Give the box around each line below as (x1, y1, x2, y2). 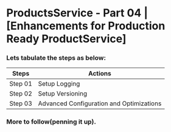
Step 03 (9, 99, 32, 108)
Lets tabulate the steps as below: (6, 54, 106, 62)
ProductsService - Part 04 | (6, 6, 148, 20)
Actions (88, 69, 111, 78)
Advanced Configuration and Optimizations (38, 99, 162, 108)
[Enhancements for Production (6, 19, 166, 33)
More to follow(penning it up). (6, 117, 96, 126)
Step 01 (9, 80, 32, 88)
